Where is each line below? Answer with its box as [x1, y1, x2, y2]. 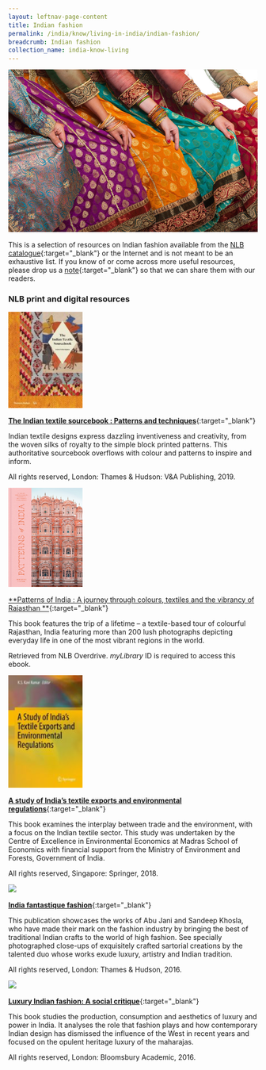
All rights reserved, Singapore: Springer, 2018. [8, 869, 158, 878]
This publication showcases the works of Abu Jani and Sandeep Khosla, [8, 915, 244, 925]
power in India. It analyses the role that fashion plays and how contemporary [8, 1020, 258, 1030]
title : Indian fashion [8, 21, 83, 29]
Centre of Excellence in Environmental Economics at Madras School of [8, 836, 239, 846]
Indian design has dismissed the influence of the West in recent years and [8, 1028, 249, 1038]
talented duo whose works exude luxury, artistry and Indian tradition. [8, 949, 233, 959]
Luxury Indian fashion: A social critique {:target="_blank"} [8, 996, 199, 1006]
